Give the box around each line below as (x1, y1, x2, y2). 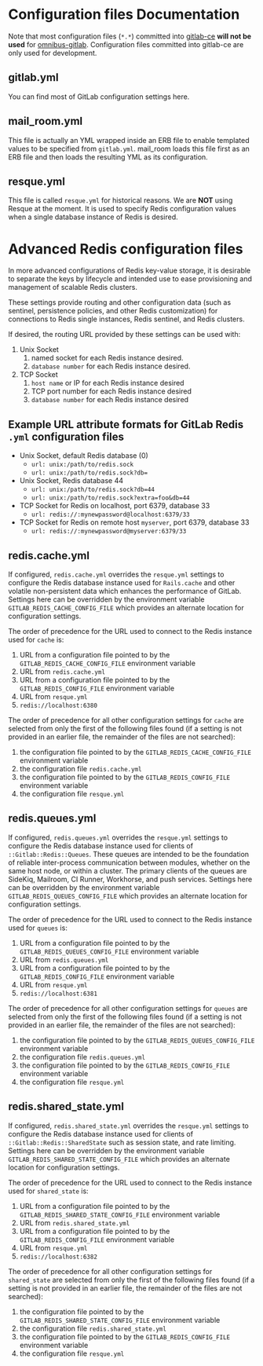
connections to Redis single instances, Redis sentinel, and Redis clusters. (8, 314, 245, 324)
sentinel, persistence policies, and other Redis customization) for (8, 306, 218, 316)
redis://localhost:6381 (19, 990, 98, 998)
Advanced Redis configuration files (8, 240, 243, 258)
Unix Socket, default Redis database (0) (19, 451, 149, 460)
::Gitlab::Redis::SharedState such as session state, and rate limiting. (8, 1137, 236, 1147)
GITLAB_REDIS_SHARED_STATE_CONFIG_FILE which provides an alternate (8, 1154, 230, 1163)
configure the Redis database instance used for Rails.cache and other (8, 577, 236, 587)
